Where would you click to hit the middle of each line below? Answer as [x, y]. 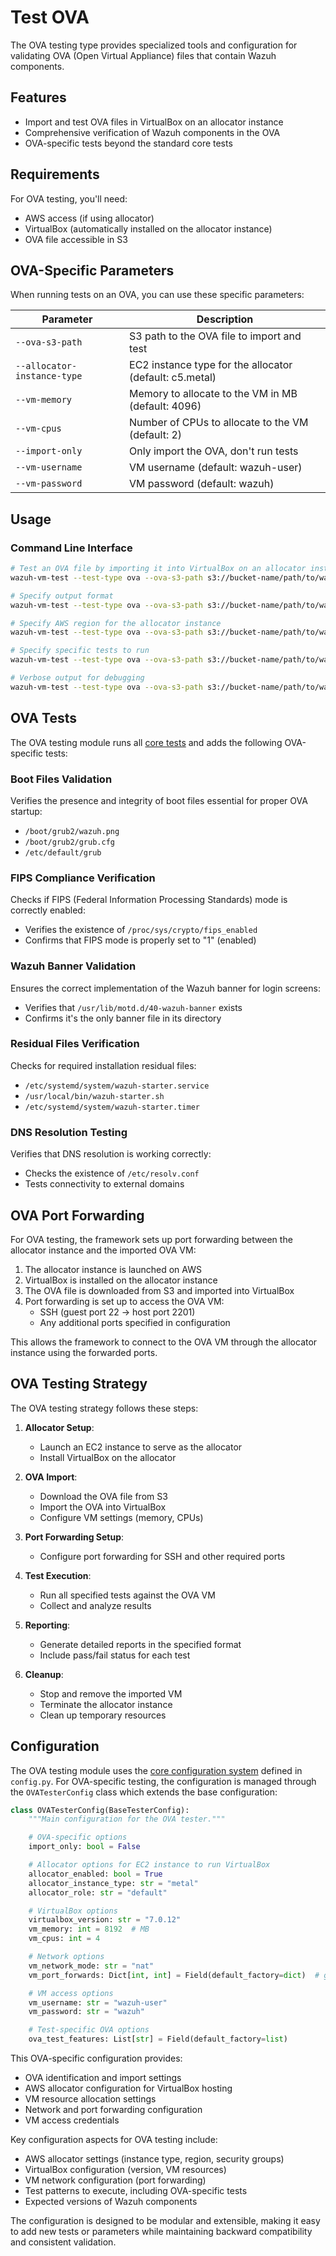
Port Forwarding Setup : [74, 1537]
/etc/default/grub [63, 852]
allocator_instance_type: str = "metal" [113, 1883]
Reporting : [47, 1625]
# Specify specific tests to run [80, 651]
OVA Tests [43, 718]
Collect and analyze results [95, 1605]
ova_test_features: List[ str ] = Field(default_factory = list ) [158, 2039]
